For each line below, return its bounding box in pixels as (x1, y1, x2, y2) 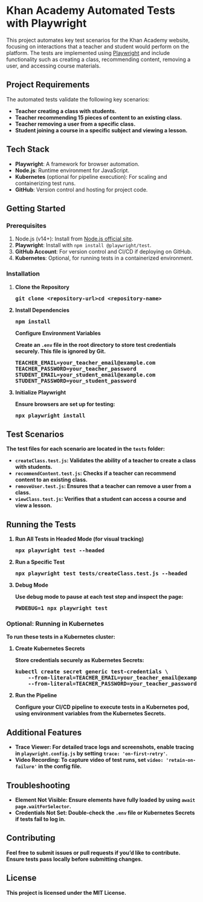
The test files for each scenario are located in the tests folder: (6, 445, 165, 453)
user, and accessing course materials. (6, 62, 101, 69)
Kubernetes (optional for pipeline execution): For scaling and (14, 173, 167, 180)
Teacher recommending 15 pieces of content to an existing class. (14, 114, 182, 121)
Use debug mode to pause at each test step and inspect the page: (14, 593, 184, 601)
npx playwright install (14, 412, 86, 419)
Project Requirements (6, 80, 90, 90)
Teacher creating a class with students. (14, 107, 117, 115)
